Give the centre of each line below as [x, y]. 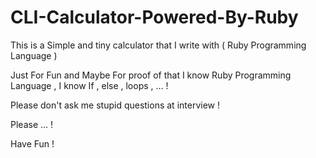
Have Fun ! [32, 143]
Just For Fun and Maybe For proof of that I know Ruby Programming [151, 75]
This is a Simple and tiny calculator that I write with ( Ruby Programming [158, 45]
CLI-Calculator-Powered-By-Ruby [154, 17]
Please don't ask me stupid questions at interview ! [115, 105]
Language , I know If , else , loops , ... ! [89, 85]
